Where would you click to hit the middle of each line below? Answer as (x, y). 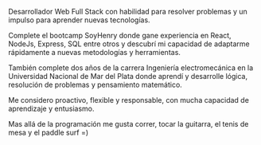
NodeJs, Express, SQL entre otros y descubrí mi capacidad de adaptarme (129, 44)
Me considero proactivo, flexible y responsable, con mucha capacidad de (129, 100)
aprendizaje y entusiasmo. (51, 108)
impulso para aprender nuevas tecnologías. (79, 20)
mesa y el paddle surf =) (49, 132)
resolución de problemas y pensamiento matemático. (95, 84)
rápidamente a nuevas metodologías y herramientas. (95, 52)
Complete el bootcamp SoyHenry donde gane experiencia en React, (120, 35)
